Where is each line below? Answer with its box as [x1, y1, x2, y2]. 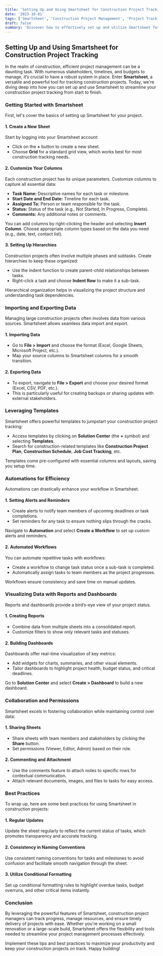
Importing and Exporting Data [5, 304, 76, 311]
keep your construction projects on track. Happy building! [5, 946, 120, 952]
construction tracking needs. [12, 154, 70, 160]
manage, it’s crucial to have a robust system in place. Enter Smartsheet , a [5, 74, 153, 80]
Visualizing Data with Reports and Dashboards [5, 591, 117, 597]
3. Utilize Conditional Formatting [5, 872, 72, 877]
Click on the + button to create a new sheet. [12, 144, 100, 149]
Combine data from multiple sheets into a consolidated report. [12, 624, 136, 630]
